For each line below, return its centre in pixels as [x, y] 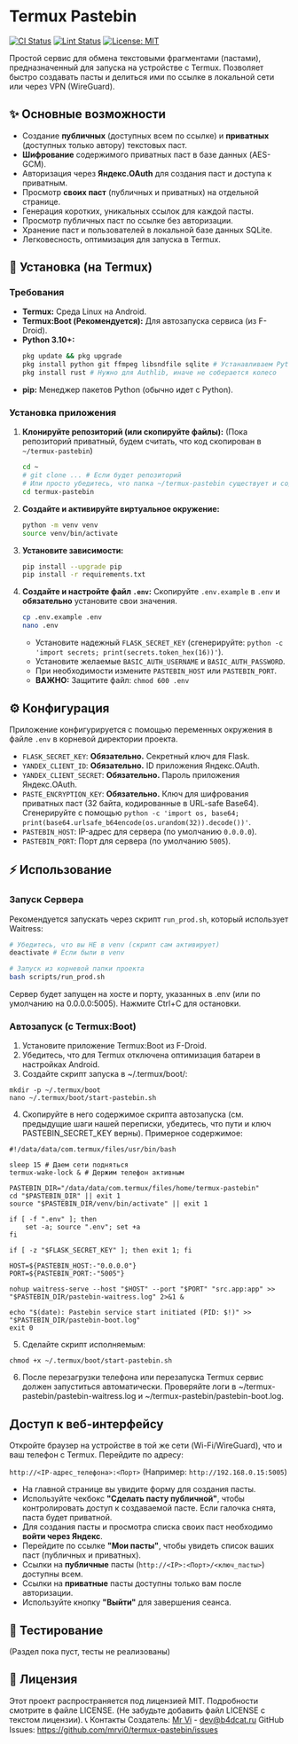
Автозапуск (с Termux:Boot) [73, 1026]
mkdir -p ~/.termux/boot [55, 1090]
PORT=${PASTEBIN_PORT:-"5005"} [67, 1274]
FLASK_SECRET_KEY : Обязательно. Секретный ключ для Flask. [136, 756]
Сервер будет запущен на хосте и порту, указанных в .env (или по [135, 994]
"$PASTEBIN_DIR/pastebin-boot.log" [75, 1320]
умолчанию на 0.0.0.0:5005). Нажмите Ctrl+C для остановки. [125, 1003]
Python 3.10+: [48, 340]
